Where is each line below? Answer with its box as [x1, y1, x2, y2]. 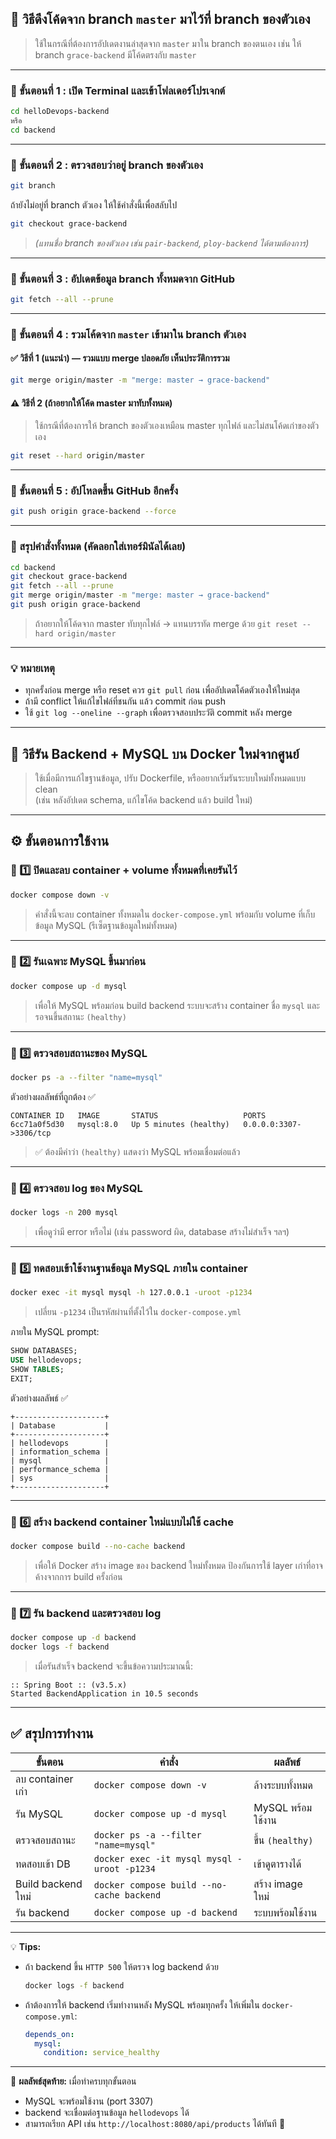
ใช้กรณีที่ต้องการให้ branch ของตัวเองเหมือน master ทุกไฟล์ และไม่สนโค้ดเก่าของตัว [34, 420, 320, 432]
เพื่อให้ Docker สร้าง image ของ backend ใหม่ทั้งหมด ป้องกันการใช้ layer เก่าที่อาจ [34, 1559, 323, 1571]
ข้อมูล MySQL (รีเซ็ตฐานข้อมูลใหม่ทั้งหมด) [34, 919, 178, 931]
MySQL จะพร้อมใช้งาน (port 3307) [24, 2095, 154, 2107]
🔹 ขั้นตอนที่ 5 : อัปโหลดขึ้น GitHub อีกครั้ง [10, 483, 179, 497]
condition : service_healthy [43, 2048, 160, 2058]
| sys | [10, 1473, 110, 1483]
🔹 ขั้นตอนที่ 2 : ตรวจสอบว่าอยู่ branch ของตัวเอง [10, 158, 204, 172]
